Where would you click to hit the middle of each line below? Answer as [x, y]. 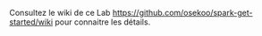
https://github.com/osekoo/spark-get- [182, 13]
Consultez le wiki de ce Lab [60, 13]
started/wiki [31, 22]
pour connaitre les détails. [103, 22]
